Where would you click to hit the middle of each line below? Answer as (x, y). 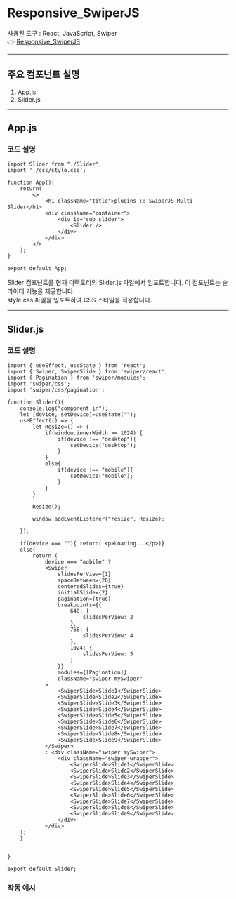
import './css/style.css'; (47, 171)
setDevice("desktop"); (103, 446)
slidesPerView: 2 (108, 618)
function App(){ (31, 183)
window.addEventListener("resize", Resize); (99, 519)
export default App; (38, 269)
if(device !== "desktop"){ (97, 439)
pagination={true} (84, 599)
